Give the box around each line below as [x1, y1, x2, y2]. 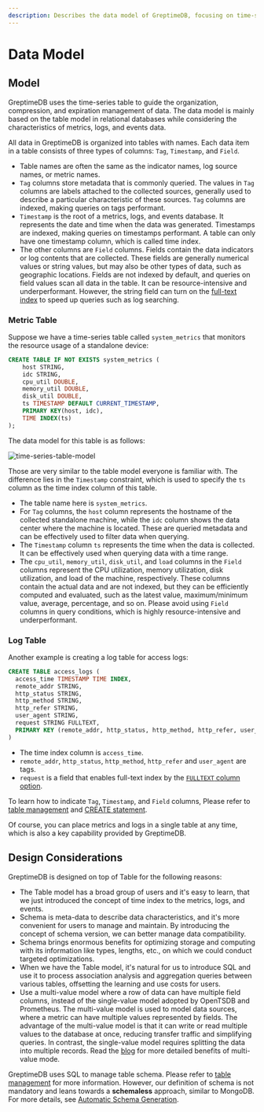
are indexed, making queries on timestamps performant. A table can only [19, 228, 256, 237]
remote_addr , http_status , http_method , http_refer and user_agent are [19, 756, 247, 765]
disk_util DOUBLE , [22, 392, 82, 401]
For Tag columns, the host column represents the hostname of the [19, 506, 233, 516]
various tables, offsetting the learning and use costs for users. [19, 979, 222, 989]
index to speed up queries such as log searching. [19, 295, 179, 304]
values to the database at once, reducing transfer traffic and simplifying [19, 1029, 252, 1038]
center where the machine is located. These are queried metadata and [19, 523, 247, 533]
